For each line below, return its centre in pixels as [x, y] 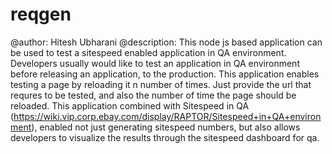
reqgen [41, 14]
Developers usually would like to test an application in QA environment [155, 63]
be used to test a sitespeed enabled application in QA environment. [148, 52]
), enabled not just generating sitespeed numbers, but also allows [166, 127]
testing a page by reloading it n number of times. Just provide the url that [161, 84]
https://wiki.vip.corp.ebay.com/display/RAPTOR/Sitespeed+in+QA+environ [167, 116]
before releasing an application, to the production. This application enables [165, 74]
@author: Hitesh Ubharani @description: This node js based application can [166, 42]
